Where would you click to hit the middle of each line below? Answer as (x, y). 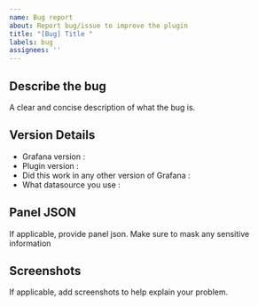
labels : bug (31, 42)
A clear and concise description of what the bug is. (102, 107)
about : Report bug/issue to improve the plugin (99, 26)
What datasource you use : (71, 184)
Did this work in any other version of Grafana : (106, 175)
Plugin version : (51, 165)
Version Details (52, 135)
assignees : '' (35, 50)
